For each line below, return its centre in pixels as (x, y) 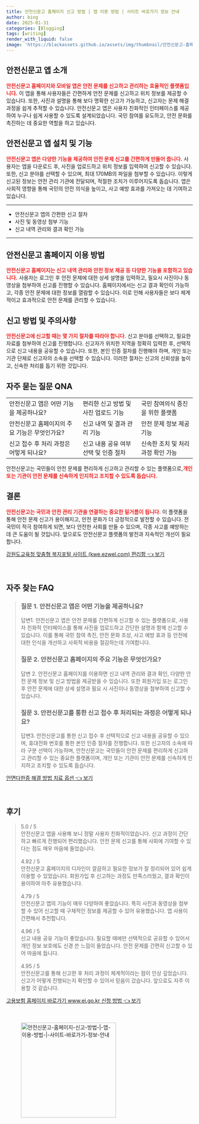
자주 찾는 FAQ (30, 588)
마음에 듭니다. (43, 953)
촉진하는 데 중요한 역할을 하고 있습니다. (51, 123)
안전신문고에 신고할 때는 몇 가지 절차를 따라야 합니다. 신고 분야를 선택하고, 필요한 (99, 336)
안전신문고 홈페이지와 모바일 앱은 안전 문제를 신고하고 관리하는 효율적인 (87, 86)
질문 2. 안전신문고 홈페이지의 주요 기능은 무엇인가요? (91, 660)
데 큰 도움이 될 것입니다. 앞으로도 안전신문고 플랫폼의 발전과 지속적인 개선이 (93, 534)
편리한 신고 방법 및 (107, 403)
